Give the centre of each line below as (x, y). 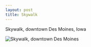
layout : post (19, 10)
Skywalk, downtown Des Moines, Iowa (46, 29)
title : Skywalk (21, 15)
